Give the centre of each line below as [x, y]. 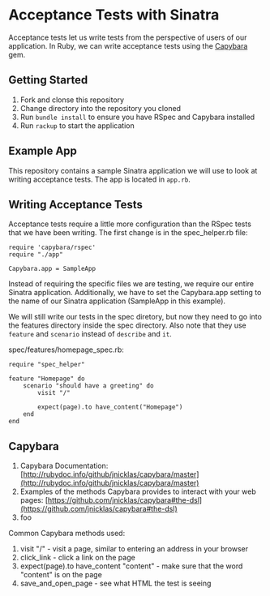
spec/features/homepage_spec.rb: [66, 349]
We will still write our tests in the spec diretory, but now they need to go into [135, 317]
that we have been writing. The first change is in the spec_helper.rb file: [128, 233]
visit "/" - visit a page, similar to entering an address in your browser [134, 549]
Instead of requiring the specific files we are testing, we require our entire [131, 284]
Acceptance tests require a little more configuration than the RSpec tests [130, 224]
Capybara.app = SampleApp [52, 269]
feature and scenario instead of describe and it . [90, 334]
